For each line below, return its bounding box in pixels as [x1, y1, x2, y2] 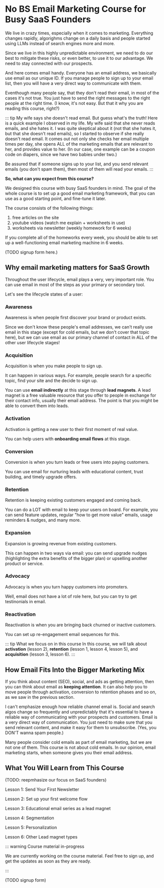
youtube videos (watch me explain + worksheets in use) [12, 220, 125, 226]
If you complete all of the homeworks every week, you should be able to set [5, 234, 158, 240]
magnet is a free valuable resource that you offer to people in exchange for [5, 392, 157, 398]
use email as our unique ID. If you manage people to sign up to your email [5, 75, 153, 81]
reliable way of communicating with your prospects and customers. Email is [5, 714, 158, 720]
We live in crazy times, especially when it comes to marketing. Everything [5, 30, 153, 36]
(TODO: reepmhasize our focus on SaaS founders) [5, 777, 107, 783]
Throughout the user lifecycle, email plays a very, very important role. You [5, 276, 154, 282]
